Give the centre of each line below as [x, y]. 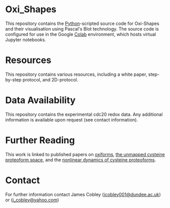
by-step [13, 79]
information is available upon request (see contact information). [72, 120]
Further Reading [40, 140]
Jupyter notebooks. [26, 40]
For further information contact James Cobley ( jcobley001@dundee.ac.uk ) [83, 194]
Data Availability [41, 100]
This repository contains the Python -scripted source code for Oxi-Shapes [82, 23]
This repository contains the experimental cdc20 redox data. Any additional [84, 114]
